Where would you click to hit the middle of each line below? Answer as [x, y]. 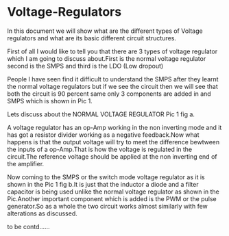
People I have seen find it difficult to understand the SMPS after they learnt [113, 79]
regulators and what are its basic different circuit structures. [92, 38]
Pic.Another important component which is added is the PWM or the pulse [112, 198]
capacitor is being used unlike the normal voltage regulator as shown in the [113, 192]
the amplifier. [26, 163]
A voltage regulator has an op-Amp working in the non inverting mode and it [114, 127]
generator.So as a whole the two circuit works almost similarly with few [107, 206]
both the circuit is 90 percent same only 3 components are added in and [109, 94]
